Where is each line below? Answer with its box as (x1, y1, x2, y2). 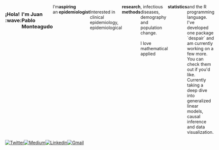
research (122, 4, 141, 9)
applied (140, 51, 156, 57)
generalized (187, 98, 211, 104)
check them (187, 61, 211, 67)
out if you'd (187, 66, 211, 72)
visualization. (187, 129, 214, 135)
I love (140, 40, 152, 46)
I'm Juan (21, 11, 43, 18)
